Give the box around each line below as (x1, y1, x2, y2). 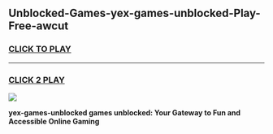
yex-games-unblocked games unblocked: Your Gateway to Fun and (8, 107, 241, 117)
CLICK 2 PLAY (8, 74, 65, 85)
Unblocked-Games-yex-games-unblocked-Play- (8, 6, 262, 20)
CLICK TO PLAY (8, 44, 71, 55)
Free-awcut (8, 19, 69, 33)
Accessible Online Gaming (8, 116, 100, 126)
